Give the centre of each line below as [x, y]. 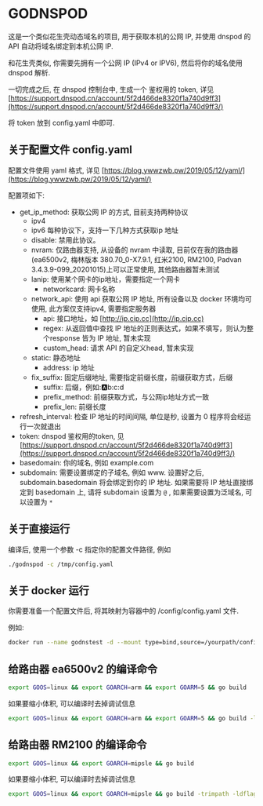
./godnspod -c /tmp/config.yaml [61, 564]
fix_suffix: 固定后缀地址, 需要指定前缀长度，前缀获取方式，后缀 [132, 377]
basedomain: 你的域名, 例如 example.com [86, 462]
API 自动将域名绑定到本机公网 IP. [61, 46]
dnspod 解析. [29, 72]
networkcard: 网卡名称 [79, 289]
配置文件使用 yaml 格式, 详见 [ [56, 170]
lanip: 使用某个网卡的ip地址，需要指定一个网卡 [106, 279]
